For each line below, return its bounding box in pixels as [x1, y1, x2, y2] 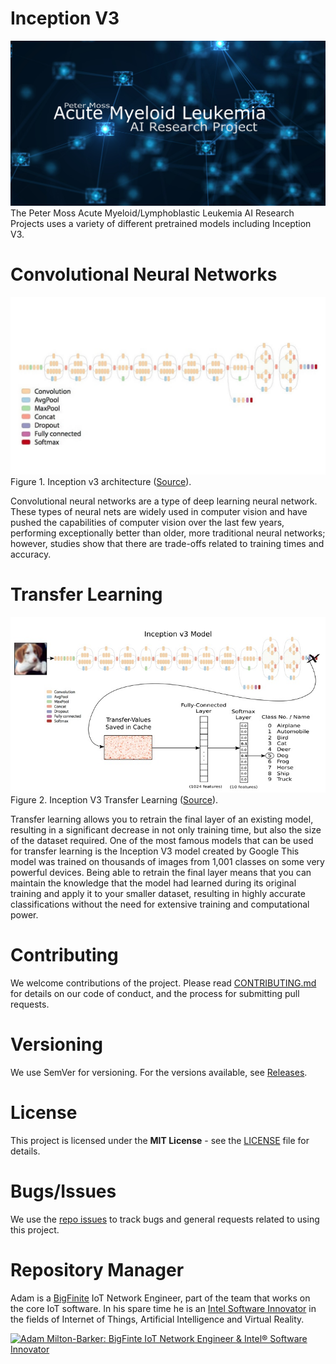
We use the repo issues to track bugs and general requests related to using [10, 1213, 320, 1225]
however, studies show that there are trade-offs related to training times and [10, 537, 325, 549]
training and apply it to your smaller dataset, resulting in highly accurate [10, 888, 306, 900]
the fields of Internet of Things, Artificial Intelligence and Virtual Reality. [10, 1313, 305, 1325]
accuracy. [10, 548, 52, 560]
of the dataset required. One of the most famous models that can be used [10, 835, 314, 847]
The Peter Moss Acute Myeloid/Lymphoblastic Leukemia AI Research [10, 207, 295, 219]
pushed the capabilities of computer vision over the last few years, [10, 516, 285, 528]
